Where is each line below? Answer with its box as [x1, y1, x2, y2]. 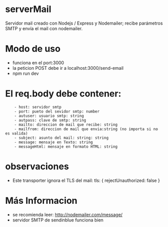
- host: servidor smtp [14, 104, 62, 109]
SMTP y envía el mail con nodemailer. [5, 25, 83, 31]
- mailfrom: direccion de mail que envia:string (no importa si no [14, 127, 158, 132]
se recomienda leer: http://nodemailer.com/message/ [12, 211, 123, 217]
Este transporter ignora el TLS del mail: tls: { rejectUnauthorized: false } [12, 177, 160, 183]
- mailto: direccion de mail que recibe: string [14, 122, 118, 127]
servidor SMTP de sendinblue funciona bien [12, 217, 104, 223]
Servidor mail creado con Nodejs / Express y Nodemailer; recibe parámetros [5, 20, 163, 26]
